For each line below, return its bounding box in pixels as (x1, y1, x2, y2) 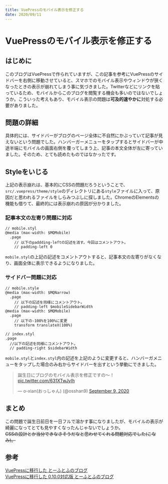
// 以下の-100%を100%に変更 (14, 318, 68, 324)
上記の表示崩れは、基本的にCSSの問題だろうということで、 (5, 182, 128, 188)
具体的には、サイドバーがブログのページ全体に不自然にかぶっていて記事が (5, 132, 159, 138)
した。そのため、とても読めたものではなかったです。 (9, 151, 119, 157)
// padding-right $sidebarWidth (10, 346, 78, 351)
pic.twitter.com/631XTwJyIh (17, 377, 75, 384)
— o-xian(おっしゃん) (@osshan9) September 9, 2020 (17, 388, 129, 394)
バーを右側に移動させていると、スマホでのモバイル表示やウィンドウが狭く (9, 77, 163, 83)
